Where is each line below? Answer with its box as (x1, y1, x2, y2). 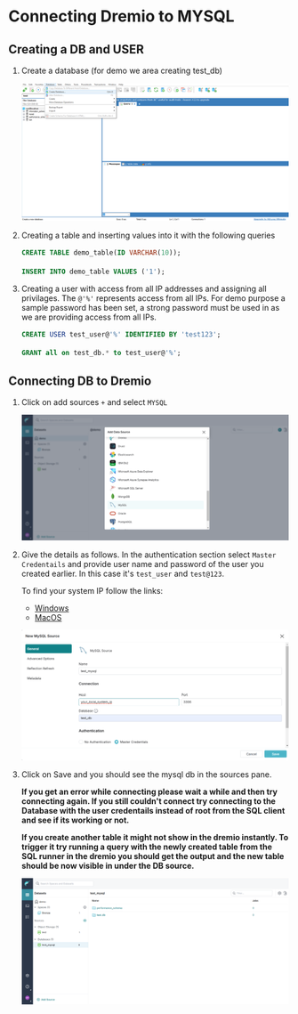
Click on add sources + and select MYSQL (20, 397, 168, 408)
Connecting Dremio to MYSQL (8, 6, 235, 27)
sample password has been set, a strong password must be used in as (20, 302, 280, 312)
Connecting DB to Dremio (8, 373, 152, 388)
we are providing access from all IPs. (20, 312, 157, 322)
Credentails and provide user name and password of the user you (20, 558, 264, 569)
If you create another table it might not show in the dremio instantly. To (20, 831, 289, 842)
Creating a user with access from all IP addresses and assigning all (20, 283, 268, 294)
